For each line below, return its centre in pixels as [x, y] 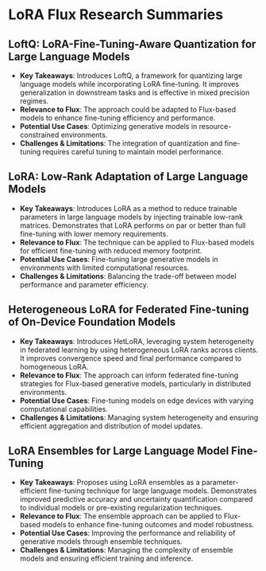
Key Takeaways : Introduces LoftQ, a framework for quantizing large [131, 76]
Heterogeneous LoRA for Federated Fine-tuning [129, 309]
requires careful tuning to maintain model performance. [133, 152]
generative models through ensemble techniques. [101, 542]
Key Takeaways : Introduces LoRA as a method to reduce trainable [128, 208]
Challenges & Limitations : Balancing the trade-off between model [128, 276]
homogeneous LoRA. [54, 366]
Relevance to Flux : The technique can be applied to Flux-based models [137, 242]
